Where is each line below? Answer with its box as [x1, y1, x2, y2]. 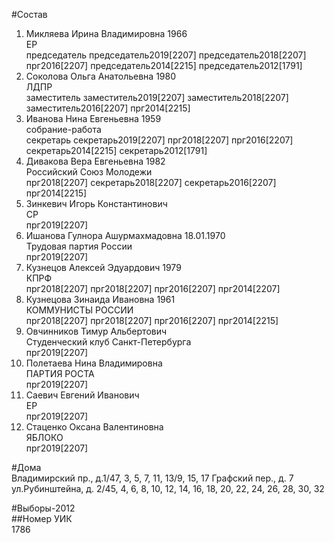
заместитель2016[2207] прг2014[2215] [25, 102, 191, 114]
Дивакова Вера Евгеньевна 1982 [25, 155, 166, 167]
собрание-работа [25, 124, 102, 135]
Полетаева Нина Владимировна [25, 357, 163, 369]
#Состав [11, 9, 48, 20]
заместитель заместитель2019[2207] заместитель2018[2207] [25, 92, 289, 103]
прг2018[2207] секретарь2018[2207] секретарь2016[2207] [25, 177, 277, 188]
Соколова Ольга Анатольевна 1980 [25, 70, 177, 82]
